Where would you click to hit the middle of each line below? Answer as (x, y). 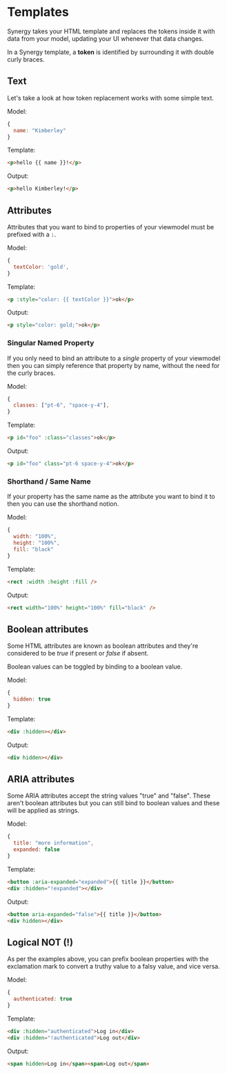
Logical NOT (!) (40, 942)
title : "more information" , (54, 843)
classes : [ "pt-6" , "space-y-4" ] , (61, 405)
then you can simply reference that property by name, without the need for (113, 365)
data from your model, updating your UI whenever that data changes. (106, 38)
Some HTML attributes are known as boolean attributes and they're (103, 646)
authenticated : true (43, 999)
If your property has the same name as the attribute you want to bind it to (111, 497)
